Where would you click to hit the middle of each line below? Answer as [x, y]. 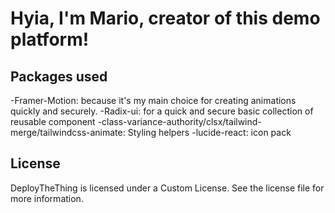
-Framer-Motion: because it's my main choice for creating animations [153, 100]
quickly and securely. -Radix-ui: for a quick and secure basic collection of [162, 111]
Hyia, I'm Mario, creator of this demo [165, 18]
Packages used [59, 76]
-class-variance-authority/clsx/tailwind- [179, 121]
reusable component [53, 121]
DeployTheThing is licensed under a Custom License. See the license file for [167, 188]
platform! [50, 39]
